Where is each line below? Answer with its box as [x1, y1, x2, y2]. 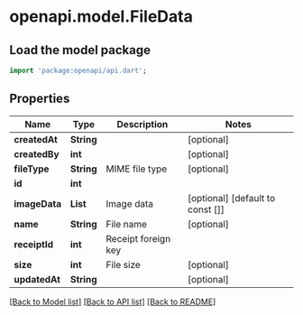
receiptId [14, 237, 54, 250]
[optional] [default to [188, 191, 276, 204]
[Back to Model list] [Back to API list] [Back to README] [9, 296, 216, 307]
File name [106, 218, 147, 230]
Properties [9, 91, 70, 107]
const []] [188, 203, 225, 216]
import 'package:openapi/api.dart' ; [9, 66, 147, 75]
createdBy [14, 147, 60, 160]
